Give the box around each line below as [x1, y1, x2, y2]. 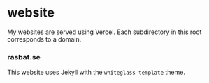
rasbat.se [7, 52, 41, 62]
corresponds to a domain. [7, 35, 82, 43]
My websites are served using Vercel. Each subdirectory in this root [7, 28, 202, 36]
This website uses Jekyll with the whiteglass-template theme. [7, 68, 185, 77]
